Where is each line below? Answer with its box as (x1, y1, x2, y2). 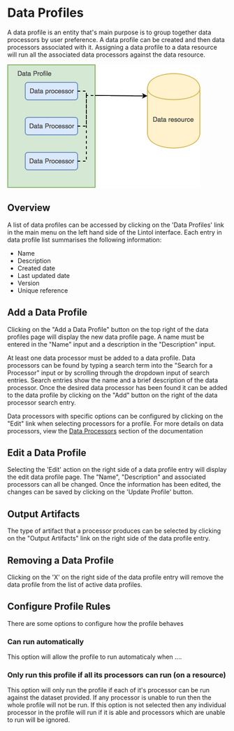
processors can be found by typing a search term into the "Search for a (7, 361, 213, 369)
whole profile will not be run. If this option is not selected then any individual (7, 701, 226, 709)
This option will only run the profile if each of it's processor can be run (7, 686, 210, 695)
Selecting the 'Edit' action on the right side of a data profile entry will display (7, 466, 227, 474)
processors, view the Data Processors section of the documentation (7, 426, 203, 435)
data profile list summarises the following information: (7, 235, 162, 244)
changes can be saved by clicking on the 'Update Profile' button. (7, 488, 194, 496)
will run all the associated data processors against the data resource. (7, 50, 206, 59)
